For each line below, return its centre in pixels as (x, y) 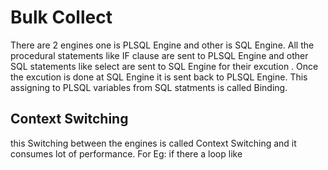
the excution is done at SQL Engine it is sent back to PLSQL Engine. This (159, 77)
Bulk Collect (61, 17)
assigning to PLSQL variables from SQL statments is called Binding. (149, 87)
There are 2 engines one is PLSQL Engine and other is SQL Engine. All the (162, 45)
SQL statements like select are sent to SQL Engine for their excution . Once (164, 66)
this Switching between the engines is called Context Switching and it (153, 143)
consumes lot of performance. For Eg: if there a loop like (126, 153)
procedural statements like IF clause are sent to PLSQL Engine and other (159, 55)
